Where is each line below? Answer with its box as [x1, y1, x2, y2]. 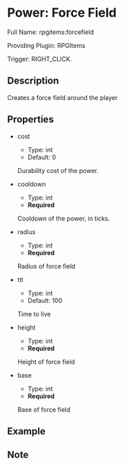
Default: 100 [27, 296, 62, 304]
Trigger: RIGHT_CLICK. [7, 54, 72, 63]
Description [7, 75, 59, 87]
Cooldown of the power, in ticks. [17, 214, 110, 222]
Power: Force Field [7, 5, 117, 21]
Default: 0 [27, 153, 56, 161]
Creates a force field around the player [7, 93, 118, 101]
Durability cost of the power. [17, 166, 99, 174]
